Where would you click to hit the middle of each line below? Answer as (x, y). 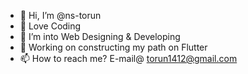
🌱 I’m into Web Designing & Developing (100, 36)
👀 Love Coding (50, 26)
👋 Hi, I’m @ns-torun (60, 15)
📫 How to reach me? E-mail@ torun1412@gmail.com (128, 58)
